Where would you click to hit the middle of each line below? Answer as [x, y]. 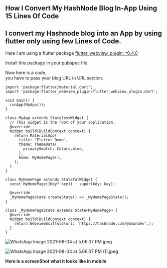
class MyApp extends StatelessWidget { [47, 118]
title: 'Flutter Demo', [43, 140]
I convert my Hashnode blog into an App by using [83, 33]
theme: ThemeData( [38, 145]
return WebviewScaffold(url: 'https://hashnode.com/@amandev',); [84, 224]
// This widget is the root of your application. [62, 123]
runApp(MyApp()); [28, 105]
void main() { [20, 101]
